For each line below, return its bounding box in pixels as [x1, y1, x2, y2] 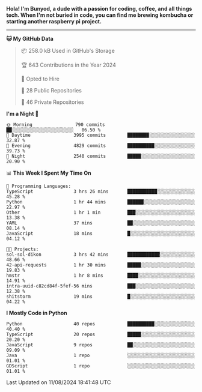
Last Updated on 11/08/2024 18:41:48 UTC [6, 379, 111, 386]
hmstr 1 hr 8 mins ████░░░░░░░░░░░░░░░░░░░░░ [6, 273, 195, 279]
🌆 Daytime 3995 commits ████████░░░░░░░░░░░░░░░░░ [6, 132, 195, 138]
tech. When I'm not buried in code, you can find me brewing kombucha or [6, 11, 194, 19]
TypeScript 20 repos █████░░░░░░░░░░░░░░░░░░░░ [6, 331, 195, 337]
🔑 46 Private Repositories [20, 98, 84, 106]
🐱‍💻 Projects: [6, 246, 39, 252]
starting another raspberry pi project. [6, 18, 102, 25]
